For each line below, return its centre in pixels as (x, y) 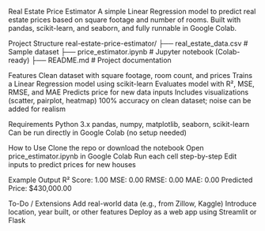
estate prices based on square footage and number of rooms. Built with (125, 20)
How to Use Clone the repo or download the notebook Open (106, 148)
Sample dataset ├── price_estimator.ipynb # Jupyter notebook (111, 52)
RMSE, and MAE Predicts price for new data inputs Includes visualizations (129, 92)
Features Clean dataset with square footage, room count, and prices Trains (131, 75)
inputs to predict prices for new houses (72, 164)
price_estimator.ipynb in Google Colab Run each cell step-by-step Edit (123, 156)
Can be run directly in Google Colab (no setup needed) (98, 132)
